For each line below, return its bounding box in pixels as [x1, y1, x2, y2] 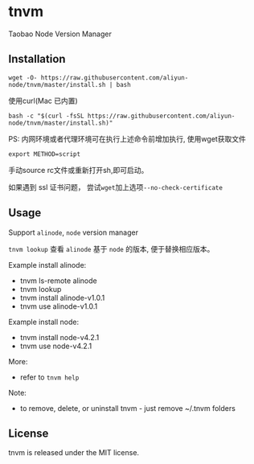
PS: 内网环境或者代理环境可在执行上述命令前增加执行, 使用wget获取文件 [8, 133, 247, 143]
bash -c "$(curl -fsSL [8, 112, 84, 120]
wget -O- [8, 73, 38, 82]
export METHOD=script [8, 150, 81, 158]
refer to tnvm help [19, 372, 80, 382]
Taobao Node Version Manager [8, 29, 113, 39]
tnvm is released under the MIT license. [8, 448, 139, 458]
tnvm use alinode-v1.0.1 [19, 301, 98, 311]
